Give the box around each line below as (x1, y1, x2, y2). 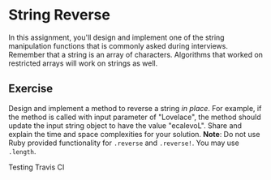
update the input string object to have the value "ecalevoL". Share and (8, 120, 242, 131)
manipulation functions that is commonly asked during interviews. (8, 41, 229, 50)
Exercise (8, 82, 54, 96)
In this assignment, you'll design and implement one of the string (8, 32, 225, 42)
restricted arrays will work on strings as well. (8, 58, 158, 68)
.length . (8, 146, 37, 156)
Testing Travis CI (8, 162, 65, 172)
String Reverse (8, 6, 111, 24)
